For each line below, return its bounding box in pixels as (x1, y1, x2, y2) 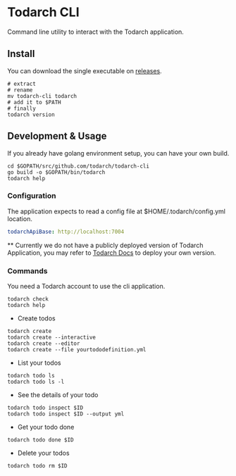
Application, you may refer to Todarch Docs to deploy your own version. (7, 248, 216, 257)
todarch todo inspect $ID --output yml (7, 411, 125, 418)
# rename (7, 86, 33, 94)
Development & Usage (7, 130, 107, 142)
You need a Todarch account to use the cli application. (7, 282, 166, 291)
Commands (7, 265, 48, 275)
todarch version (7, 111, 55, 118)
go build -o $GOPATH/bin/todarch (7, 168, 106, 176)
